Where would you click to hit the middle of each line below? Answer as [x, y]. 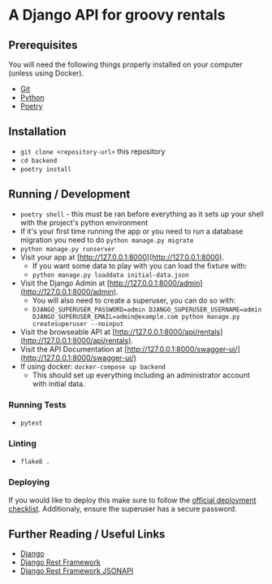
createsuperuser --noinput [78, 324]
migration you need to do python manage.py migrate [107, 240]
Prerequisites [43, 45]
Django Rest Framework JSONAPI [77, 571]
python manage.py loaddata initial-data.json [110, 275]
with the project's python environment [84, 222]
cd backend [39, 160]
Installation [37, 132]
